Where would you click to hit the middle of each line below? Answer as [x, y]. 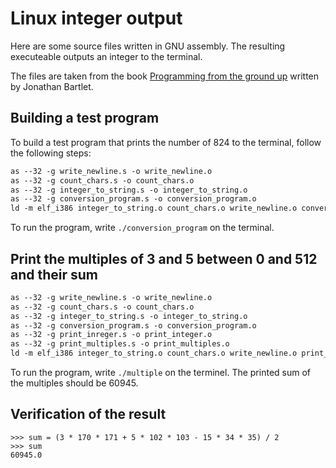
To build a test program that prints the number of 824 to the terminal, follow [166, 142]
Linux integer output [96, 18]
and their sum [54, 274]
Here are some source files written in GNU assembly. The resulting [148, 46]
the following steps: [51, 153]
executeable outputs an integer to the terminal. [106, 56]
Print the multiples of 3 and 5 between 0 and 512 [164, 258]
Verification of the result [88, 414]
